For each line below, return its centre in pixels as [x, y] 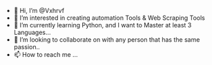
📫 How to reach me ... [46, 54]
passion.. [27, 47]
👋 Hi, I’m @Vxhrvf [39, 11]
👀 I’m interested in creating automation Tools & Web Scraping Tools [109, 18]
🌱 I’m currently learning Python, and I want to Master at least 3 [103, 25]
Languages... [32, 32]
